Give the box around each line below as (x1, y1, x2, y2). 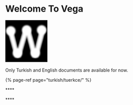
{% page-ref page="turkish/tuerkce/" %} (5, 77, 92, 83)
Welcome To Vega (5, 3, 84, 15)
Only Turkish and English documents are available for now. (5, 67, 128, 73)
